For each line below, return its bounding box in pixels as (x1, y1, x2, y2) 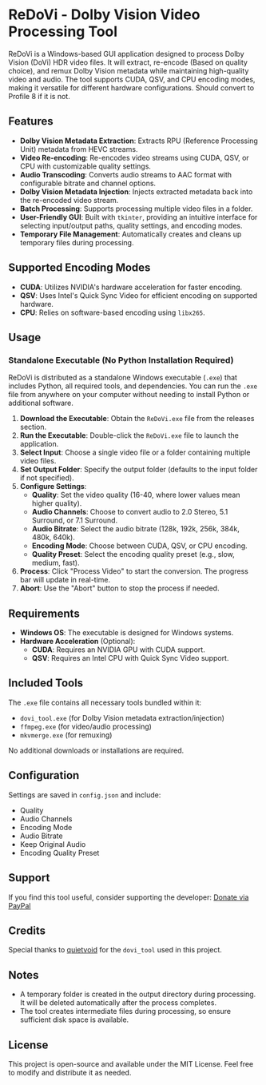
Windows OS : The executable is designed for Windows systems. (19, 628, 234, 638)
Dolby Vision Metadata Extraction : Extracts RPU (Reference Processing (19, 136, 258, 145)
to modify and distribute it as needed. (8, 1067, 132, 1077)
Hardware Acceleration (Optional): (19, 637, 136, 646)
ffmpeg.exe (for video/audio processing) (19, 721, 152, 731)
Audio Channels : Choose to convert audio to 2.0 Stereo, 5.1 (31, 507, 228, 517)
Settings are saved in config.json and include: (8, 789, 161, 800)
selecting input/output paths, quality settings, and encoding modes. (19, 221, 243, 230)
